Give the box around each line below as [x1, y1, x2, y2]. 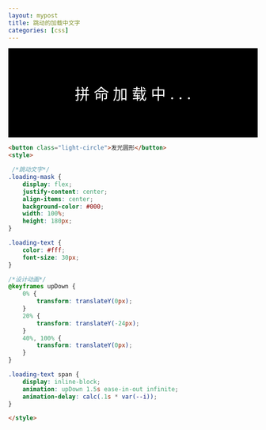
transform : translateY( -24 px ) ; [36, 319, 140, 327]
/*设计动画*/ [8, 275, 47, 283]
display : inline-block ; [22, 378, 101, 386]
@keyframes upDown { [8, 283, 77, 291]
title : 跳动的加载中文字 [8, 19, 81, 27]
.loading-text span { [8, 371, 80, 379]
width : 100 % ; [22, 210, 66, 218]
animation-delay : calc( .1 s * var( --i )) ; [22, 393, 158, 401]
